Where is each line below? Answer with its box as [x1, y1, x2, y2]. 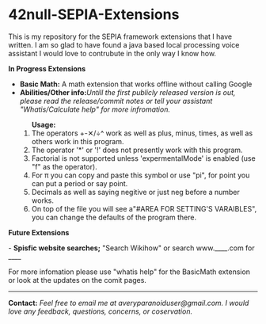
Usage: [31, 120, 56, 129]
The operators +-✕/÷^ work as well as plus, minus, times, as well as [31, 128, 253, 138]
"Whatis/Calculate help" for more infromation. [19, 105, 170, 114]
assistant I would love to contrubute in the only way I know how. [8, 48, 216, 58]
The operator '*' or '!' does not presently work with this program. [31, 145, 243, 154]
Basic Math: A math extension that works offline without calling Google [19, 79, 253, 89]
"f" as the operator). [31, 162, 97, 171]
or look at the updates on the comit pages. [8, 275, 146, 284]
